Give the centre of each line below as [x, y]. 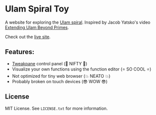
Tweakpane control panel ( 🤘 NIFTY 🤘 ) [50, 63]
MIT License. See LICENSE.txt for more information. [56, 108]
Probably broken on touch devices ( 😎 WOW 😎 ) [60, 81]
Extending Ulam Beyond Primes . [37, 27]
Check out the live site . [28, 37]
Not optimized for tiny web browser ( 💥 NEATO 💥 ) [61, 76]
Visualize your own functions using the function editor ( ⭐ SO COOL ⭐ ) [82, 69]
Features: [20, 52]
